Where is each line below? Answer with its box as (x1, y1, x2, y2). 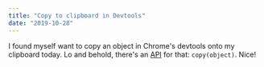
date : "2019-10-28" (8, 19, 74, 27)
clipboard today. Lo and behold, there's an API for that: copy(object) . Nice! (8, 49, 256, 59)
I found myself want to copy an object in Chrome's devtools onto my (8, 41, 235, 50)
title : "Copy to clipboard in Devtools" (8, 11, 146, 20)
